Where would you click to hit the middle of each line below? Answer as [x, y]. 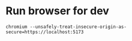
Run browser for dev [57, 11]
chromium [16, 27]
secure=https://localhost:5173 [45, 32]
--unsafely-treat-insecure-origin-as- [78, 27]
